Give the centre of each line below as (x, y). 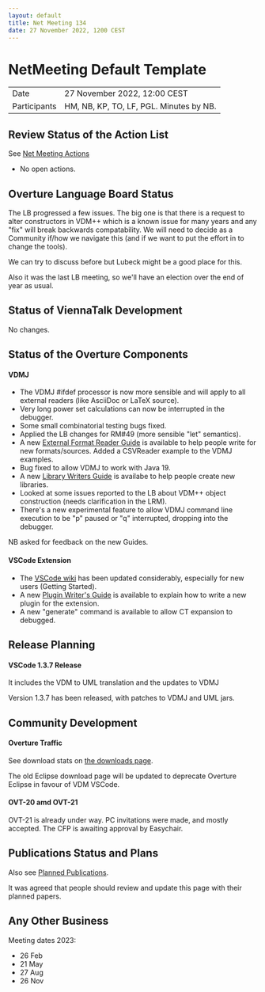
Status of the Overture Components (98, 354)
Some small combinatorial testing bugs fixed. (93, 426)
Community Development (73, 722)
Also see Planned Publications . (59, 872)
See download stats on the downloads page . (81, 760)
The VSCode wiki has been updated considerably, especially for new (132, 578)
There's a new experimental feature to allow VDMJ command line (126, 510)
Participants (34, 106)
